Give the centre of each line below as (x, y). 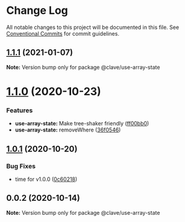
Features (20, 110)
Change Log (37, 11)
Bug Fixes (21, 166)
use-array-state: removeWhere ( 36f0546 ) (68, 130)
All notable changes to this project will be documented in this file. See (93, 27)
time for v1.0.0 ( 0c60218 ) (46, 179)
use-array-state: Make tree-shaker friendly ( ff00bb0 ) (82, 124)
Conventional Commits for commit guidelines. (63, 33)
